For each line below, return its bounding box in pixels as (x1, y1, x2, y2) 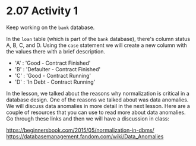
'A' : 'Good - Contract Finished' (14, 59, 91, 66)
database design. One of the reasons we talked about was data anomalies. (6, 96, 189, 103)
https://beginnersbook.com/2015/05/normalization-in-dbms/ (6, 126, 154, 134)
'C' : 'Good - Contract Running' (14, 72, 91, 79)
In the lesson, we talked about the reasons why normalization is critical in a (6, 90, 190, 97)
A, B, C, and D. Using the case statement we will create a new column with (6, 42, 187, 49)
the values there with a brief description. (6, 47, 106, 55)
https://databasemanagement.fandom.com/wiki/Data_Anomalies (6, 132, 164, 140)
